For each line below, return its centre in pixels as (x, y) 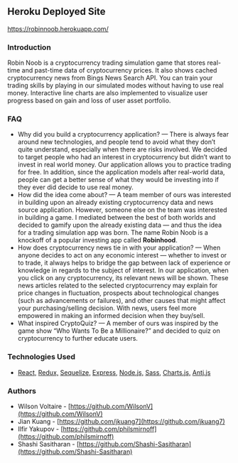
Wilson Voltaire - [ (44, 406)
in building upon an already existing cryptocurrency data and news (115, 203)
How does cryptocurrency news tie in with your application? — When (119, 248)
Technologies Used (42, 357)
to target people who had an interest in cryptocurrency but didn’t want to (124, 157)
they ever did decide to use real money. (75, 187)
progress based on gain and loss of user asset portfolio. (89, 101)
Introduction (29, 47)
